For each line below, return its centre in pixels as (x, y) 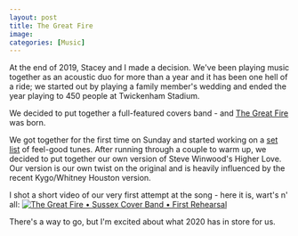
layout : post (33, 17)
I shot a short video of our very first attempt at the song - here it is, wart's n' (149, 195)
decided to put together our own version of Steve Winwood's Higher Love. (145, 159)
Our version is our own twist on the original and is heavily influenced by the (147, 168)
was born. (28, 123)
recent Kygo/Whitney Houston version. (80, 178)
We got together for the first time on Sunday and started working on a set (144, 140)
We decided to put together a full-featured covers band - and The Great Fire (149, 113)
